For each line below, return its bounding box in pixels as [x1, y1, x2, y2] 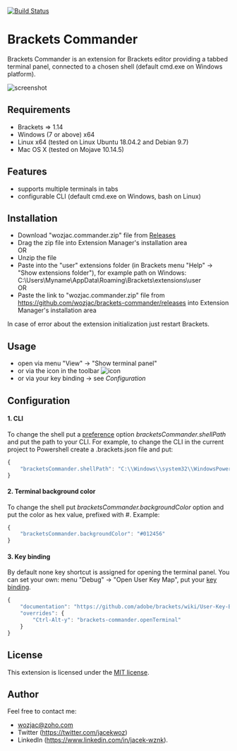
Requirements [7, 104, 71, 116]
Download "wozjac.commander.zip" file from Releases [17, 231, 176, 240]
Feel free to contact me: [7, 707, 77, 716]
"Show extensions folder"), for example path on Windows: [17, 268, 187, 277]
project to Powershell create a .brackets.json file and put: [7, 445, 174, 454]
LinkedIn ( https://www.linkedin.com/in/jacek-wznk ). [17, 735, 168, 745]
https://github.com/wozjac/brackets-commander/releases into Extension [17, 299, 229, 307]
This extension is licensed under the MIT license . [7, 668, 150, 676]
